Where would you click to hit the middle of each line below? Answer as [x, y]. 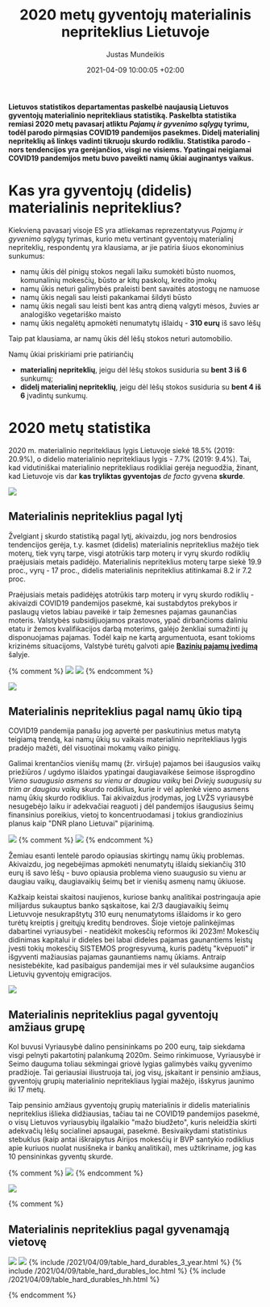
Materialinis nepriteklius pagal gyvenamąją [119, 1229]
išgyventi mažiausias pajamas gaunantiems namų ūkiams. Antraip [117, 957]
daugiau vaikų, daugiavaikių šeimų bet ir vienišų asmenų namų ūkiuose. [127, 881]
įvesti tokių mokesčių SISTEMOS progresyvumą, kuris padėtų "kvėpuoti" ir [132, 948]
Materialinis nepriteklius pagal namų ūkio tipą [125, 712]
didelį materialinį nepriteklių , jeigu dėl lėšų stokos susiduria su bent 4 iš [141, 387]
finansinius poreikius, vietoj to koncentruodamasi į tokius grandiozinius [126, 815]
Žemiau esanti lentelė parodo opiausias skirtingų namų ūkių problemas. [127, 855]
